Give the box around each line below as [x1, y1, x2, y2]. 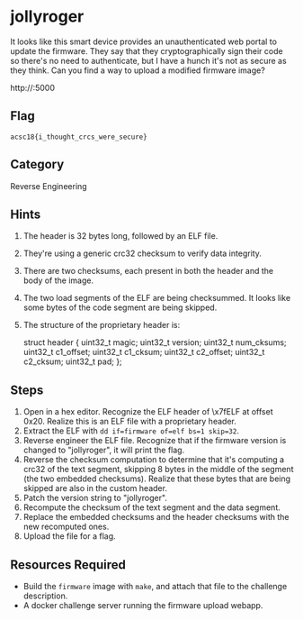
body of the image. [22, 275, 94, 286]
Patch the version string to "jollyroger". [22, 493, 167, 504]
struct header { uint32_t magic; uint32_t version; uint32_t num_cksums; [22, 337, 287, 348]
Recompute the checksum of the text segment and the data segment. [22, 502, 281, 513]
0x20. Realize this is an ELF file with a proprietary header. [22, 416, 236, 427]
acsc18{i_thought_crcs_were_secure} [10, 132, 147, 141]
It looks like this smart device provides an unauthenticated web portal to [10, 36, 278, 47]
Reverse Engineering [10, 180, 88, 191]
